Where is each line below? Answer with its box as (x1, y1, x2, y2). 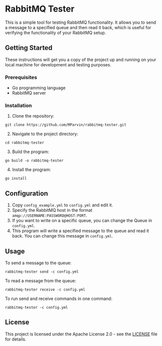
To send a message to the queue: (5, 260, 72, 266)
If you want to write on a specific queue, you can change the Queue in (12, 218, 152, 223)
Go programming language (12, 85, 66, 91)
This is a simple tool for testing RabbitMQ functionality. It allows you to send (5, 19, 156, 25)
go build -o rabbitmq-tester (5, 158, 64, 163)
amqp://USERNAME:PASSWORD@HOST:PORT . (12, 212, 88, 219)
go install (5, 176, 27, 181)
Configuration (5, 189, 48, 197)
